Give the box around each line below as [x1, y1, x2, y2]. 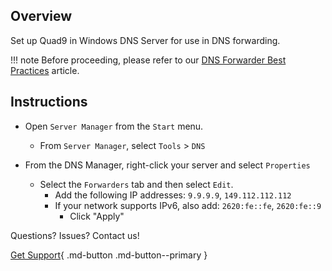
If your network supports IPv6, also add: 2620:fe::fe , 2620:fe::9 [54, 199, 322, 211]
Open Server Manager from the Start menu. [24, 120, 204, 132]
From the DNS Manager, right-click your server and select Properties [24, 159, 311, 171]
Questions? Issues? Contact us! [10, 229, 140, 241]
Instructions [10, 94, 88, 111]
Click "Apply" [69, 210, 125, 222]
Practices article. [10, 64, 80, 76]
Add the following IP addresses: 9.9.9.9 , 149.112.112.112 [54, 189, 292, 201]
